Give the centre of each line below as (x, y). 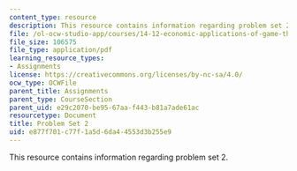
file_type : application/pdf (61, 50)
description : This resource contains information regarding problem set (146, 26)
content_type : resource (53, 17)
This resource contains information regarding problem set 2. (119, 157)
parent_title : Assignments (59, 91)
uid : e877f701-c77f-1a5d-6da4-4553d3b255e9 (91, 132)
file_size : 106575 (43, 42)
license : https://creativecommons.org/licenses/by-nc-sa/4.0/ (126, 75)
